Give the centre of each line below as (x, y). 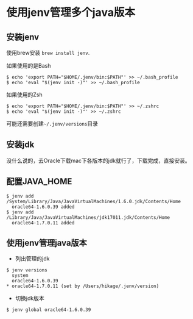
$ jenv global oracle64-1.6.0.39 (49, 310)
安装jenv (23, 37)
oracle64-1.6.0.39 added (43, 207)
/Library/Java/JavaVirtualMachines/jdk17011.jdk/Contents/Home (88, 217)
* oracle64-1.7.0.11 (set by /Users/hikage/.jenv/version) (83, 286)
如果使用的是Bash (29, 66)
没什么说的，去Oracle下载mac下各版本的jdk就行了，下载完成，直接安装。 (98, 160)
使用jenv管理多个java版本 (71, 13)
